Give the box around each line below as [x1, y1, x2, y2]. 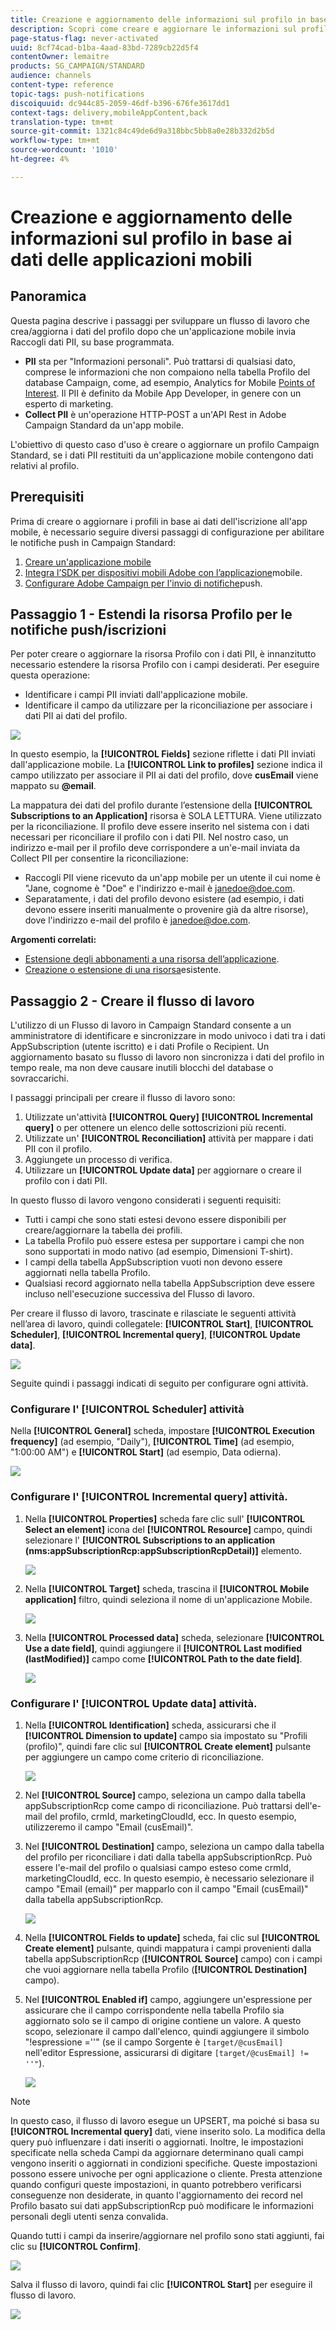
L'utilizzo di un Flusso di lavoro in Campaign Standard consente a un [10, 1019, 292, 1031]
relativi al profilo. [10, 459, 80, 471]
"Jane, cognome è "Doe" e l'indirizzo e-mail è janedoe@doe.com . [24, 882, 296, 895]
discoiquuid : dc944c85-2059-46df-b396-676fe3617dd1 [10, 98, 230, 108]
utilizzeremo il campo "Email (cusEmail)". [24, 1821, 194, 1833]
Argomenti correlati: [10, 934, 97, 946]
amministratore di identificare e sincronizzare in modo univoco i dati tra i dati [10, 1030, 326, 1042]
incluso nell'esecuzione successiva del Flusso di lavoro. [24, 1288, 256, 1300]
